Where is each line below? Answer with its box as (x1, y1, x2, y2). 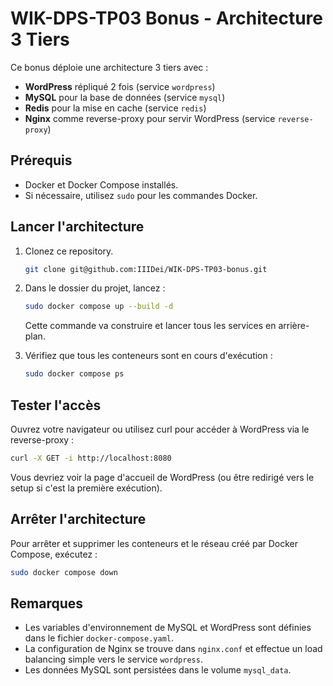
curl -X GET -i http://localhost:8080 (10, 453, 172, 463)
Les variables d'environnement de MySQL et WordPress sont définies (24, 622, 312, 634)
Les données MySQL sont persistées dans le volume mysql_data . (24, 664, 292, 676)
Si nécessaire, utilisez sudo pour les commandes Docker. (24, 189, 258, 201)
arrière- (278, 320, 310, 332)
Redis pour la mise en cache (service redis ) (24, 102, 207, 114)
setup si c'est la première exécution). (10, 482, 163, 494)
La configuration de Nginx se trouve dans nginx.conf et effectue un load (24, 643, 323, 655)
